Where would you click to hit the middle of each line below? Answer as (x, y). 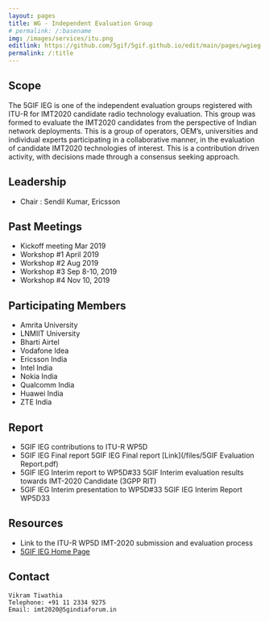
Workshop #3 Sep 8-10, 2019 (68, 272)
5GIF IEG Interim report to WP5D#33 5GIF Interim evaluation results (132, 473)
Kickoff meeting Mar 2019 (63, 246)
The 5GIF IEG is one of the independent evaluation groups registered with (130, 105)
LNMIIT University (50, 334)
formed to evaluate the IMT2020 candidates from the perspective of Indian (132, 122)
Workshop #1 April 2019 (59, 255)
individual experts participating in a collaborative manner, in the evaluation (132, 139)
